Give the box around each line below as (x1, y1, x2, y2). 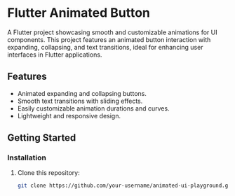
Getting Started (7, 132, 76, 144)
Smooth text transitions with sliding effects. (17, 97, 143, 105)
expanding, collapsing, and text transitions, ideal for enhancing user (7, 43, 203, 51)
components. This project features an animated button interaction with (7, 35, 211, 43)
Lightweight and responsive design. (17, 111, 121, 120)
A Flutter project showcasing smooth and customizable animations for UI (7, 28, 217, 36)
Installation (7, 153, 47, 162)
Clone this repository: (17, 169, 80, 177)
